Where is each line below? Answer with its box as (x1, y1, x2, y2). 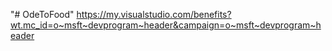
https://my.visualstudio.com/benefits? (76, 9, 232, 20)
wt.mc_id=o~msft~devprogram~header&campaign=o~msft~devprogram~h (10, 19, 322, 31)
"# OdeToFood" (10, 9, 75, 20)
